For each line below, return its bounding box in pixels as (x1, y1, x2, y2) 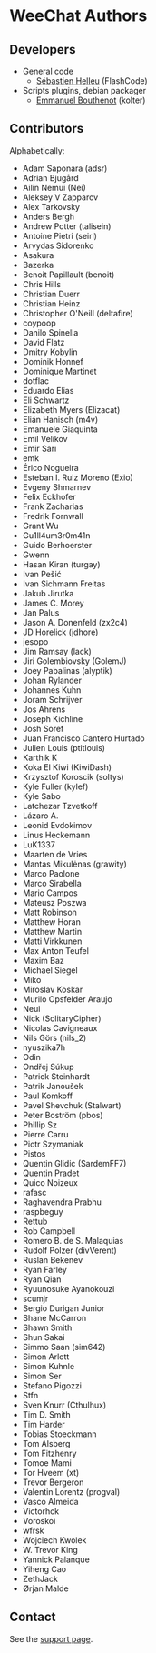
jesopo (22, 636, 49, 646)
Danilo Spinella (22, 326, 79, 337)
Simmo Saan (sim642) (22, 1341, 106, 1352)
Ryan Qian (22, 1274, 62, 1285)
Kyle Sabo (22, 790, 61, 801)
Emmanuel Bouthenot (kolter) (35, 95, 146, 105)
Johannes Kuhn (22, 684, 82, 696)
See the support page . (9, 1633, 93, 1644)
